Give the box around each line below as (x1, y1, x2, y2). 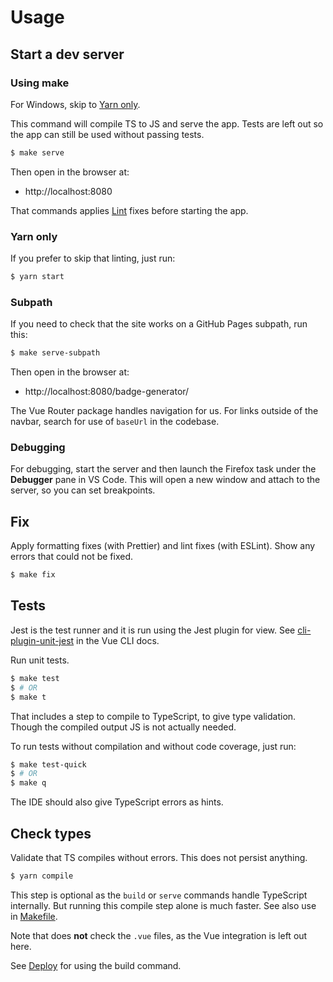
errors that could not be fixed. (10, 551, 134, 563)
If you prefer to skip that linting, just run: (10, 252, 176, 265)
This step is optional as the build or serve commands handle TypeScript (10, 889, 308, 901)
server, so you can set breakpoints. (10, 484, 156, 496)
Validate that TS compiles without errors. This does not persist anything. (10, 851, 308, 863)
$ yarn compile (10, 871, 74, 881)
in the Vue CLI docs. (76, 634, 160, 646)
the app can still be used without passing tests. (10, 128, 205, 140)
